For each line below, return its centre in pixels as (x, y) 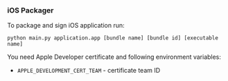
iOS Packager (30, 10)
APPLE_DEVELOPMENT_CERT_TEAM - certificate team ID (89, 71)
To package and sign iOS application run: (66, 26)
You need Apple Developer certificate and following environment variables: (114, 57)
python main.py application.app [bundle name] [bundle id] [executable (113, 38)
